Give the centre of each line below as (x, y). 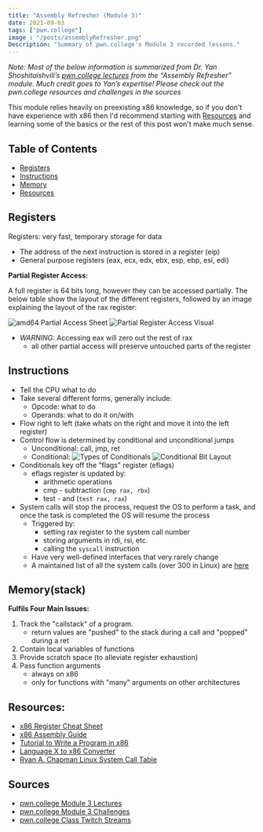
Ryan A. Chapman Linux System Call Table (88, 760)
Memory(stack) (47, 589)
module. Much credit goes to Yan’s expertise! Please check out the (116, 84)
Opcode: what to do (63, 407)
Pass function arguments (60, 666)
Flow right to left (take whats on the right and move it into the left (124, 423)
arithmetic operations (77, 481)
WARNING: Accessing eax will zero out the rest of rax (106, 337)
